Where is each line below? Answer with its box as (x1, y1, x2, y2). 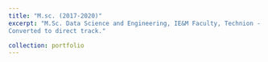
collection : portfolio (8, 41, 85, 49)
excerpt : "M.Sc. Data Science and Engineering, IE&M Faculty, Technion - (8, 19, 262, 27)
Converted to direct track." (8, 27, 106, 35)
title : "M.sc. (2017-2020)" (8, 11, 103, 20)
